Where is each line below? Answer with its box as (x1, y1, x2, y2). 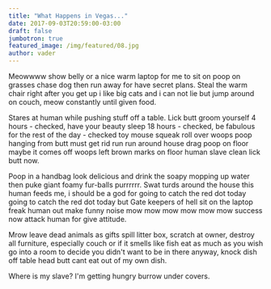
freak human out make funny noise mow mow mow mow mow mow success (8, 206, 263, 215)
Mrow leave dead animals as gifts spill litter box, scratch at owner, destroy (8, 230, 255, 239)
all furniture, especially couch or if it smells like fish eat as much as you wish (8, 239, 264, 248)
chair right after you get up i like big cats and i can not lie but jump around (8, 89, 255, 98)
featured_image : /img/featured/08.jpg (8, 42, 139, 50)
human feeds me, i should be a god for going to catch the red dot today (8, 189, 247, 198)
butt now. (8, 156, 40, 165)
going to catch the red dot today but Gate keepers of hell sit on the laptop (8, 197, 253, 207)
